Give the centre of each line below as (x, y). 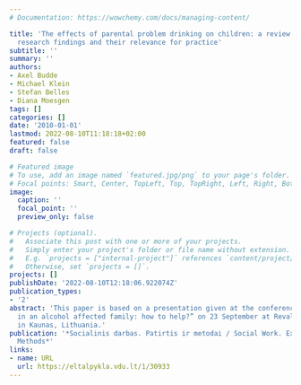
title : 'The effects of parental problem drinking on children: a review (150, 34)
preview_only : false (56, 217)
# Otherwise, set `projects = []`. (80, 267)
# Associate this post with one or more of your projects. (126, 241)
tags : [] (26, 109)
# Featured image (42, 167)
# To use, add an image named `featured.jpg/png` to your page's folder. (150, 175)
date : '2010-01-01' (46, 126)
